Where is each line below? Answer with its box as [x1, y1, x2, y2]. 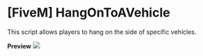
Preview [7, 41, 31, 50]
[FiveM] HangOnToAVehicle [7, 5, 171, 21]
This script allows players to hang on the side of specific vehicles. [7, 28, 197, 36]
